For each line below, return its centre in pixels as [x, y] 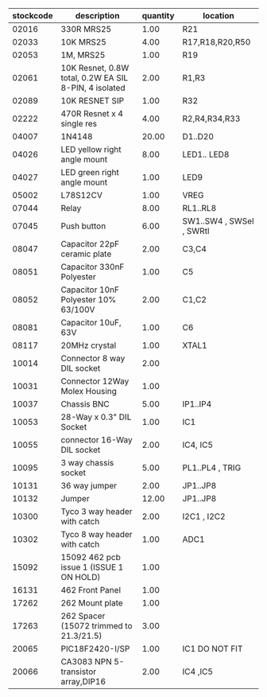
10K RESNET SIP [93, 101]
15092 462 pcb [91, 557]
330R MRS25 [86, 29]
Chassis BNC [85, 404]
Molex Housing [89, 391]
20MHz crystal [89, 345]
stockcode [33, 16]
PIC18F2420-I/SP [95, 649]
